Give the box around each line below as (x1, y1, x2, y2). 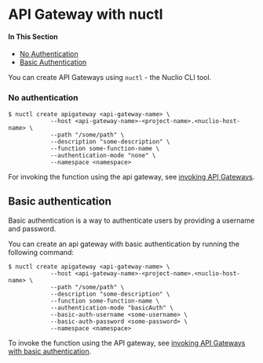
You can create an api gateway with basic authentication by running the (8, 239, 239, 249)
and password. (8, 223, 57, 233)
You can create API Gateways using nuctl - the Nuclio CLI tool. (8, 73, 212, 82)
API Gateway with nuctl (8, 5, 163, 24)
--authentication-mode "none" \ (49, 151, 156, 159)
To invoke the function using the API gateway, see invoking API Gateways (8, 338, 246, 347)
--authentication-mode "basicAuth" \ (49, 303, 174, 311)
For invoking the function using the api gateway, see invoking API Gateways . (8, 172, 255, 181)
